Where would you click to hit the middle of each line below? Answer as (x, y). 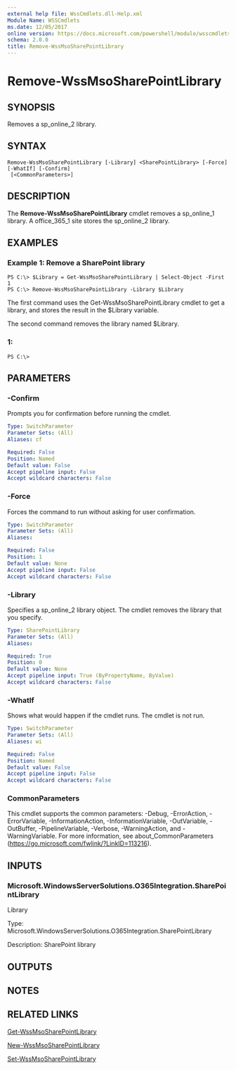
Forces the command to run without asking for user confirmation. (101, 511)
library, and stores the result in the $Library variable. (83, 310)
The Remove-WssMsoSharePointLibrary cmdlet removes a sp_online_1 (111, 213)
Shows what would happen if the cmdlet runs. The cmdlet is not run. (106, 715)
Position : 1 (25, 557)
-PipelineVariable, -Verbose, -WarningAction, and (110, 829)
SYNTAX (27, 146)
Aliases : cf (25, 440)
